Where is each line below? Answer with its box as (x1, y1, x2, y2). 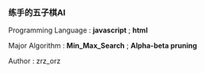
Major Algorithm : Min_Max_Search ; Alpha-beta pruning (8, 41, 197, 51)
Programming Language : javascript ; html (8, 25, 149, 35)
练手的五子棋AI (8, 6, 66, 17)
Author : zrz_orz (8, 56, 61, 66)
